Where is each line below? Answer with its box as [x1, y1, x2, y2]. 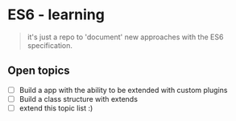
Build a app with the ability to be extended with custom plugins [19, 85, 228, 95]
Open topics [7, 64, 70, 78]
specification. [27, 40, 73, 50]
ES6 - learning [7, 6, 106, 24]
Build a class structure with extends [19, 94, 139, 103]
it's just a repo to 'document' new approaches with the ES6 [27, 32, 224, 42]
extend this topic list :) [19, 103, 93, 113]
